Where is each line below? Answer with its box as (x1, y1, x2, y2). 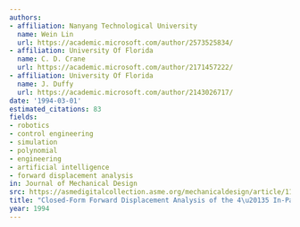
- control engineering (9, 130, 94, 139)
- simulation (9, 138, 58, 147)
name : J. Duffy (17, 80, 74, 88)
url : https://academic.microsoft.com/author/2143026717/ (17, 88, 234, 97)
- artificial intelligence (9, 163, 110, 172)
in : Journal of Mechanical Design (9, 180, 138, 189)
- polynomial (9, 146, 58, 155)
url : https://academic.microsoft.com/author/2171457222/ (17, 63, 234, 72)
